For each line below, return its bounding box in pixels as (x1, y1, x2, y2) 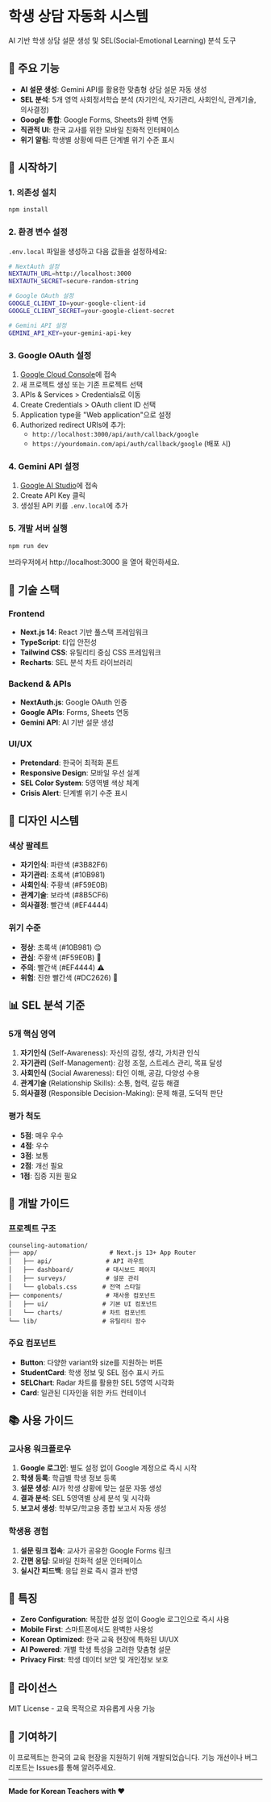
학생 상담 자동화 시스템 (8, 7, 149, 26)
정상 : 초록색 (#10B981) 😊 (19, 942, 102, 952)
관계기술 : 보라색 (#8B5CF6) (19, 890, 109, 900)
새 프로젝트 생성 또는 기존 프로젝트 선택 (19, 379, 144, 389)
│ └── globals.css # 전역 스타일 (8, 1283, 141, 1291)
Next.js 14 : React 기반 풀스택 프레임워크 (19, 627, 149, 638)
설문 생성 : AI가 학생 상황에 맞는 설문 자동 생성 (19, 1483, 162, 1493)
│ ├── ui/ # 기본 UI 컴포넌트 (8, 1300, 157, 1308)
